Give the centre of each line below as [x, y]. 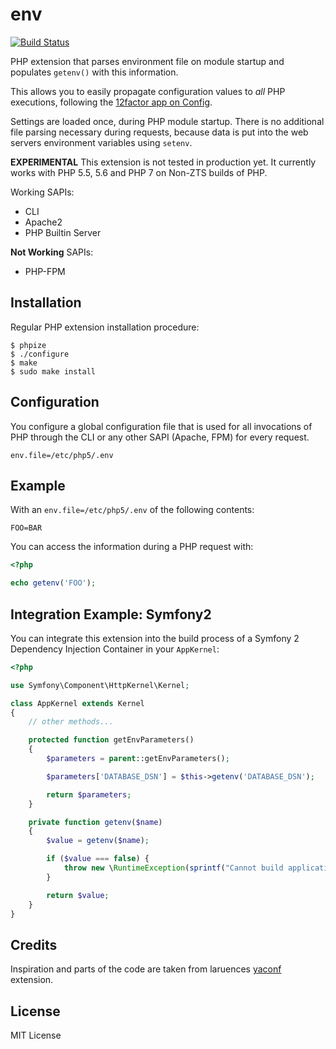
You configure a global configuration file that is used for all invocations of [161, 426]
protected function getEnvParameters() [111, 740]
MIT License [36, 1035]
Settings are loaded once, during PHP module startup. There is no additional [167, 121]
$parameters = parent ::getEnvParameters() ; [138, 759]
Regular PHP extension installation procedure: [105, 327]
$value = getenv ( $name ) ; [98, 841]
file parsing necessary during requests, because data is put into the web [159, 132]
